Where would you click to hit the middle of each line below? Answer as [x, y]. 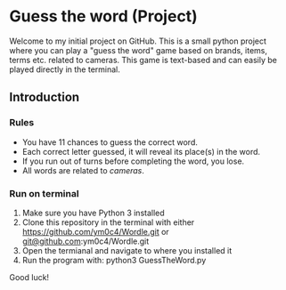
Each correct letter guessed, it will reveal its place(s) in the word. [141, 151]
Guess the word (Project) [103, 16]
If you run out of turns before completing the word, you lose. [133, 161]
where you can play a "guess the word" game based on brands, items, [138, 50]
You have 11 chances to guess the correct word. [110, 142]
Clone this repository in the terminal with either [108, 222]
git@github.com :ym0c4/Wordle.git [86, 241]
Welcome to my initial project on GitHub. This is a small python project [138, 41]
